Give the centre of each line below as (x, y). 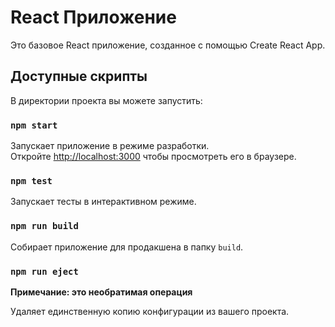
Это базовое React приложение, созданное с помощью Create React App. (168, 45)
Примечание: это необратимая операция (101, 292)
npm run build (44, 226)
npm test (31, 180)
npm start (34, 125)
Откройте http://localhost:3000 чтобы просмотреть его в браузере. (153, 157)
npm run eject (44, 271)
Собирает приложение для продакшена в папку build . (127, 247)
